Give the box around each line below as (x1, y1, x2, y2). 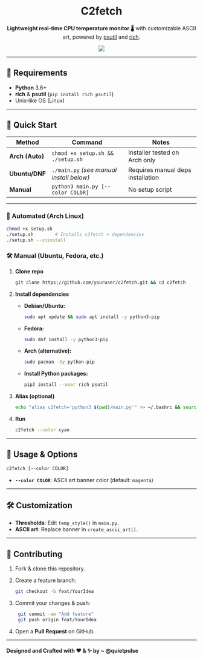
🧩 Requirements (6, 68, 68, 78)
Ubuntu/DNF (9, 169, 47, 178)
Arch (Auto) (9, 152, 44, 160)
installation (127, 173, 159, 181)
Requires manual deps (127, 165, 192, 174)
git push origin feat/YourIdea (18, 616, 97, 622)
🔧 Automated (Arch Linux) (6, 212, 85, 220)
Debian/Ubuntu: (24, 302, 65, 309)
